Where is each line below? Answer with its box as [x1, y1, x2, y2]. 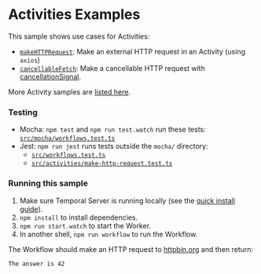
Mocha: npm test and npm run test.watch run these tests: [19, 124, 206, 135]
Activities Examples [8, 6, 141, 24]
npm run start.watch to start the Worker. [19, 220, 152, 230]
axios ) [19, 55, 41, 65]
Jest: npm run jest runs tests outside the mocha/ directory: [19, 142, 208, 151]
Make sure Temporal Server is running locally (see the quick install [19, 195, 236, 205]
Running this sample [8, 178, 88, 189]
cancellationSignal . [19, 72, 82, 81]
